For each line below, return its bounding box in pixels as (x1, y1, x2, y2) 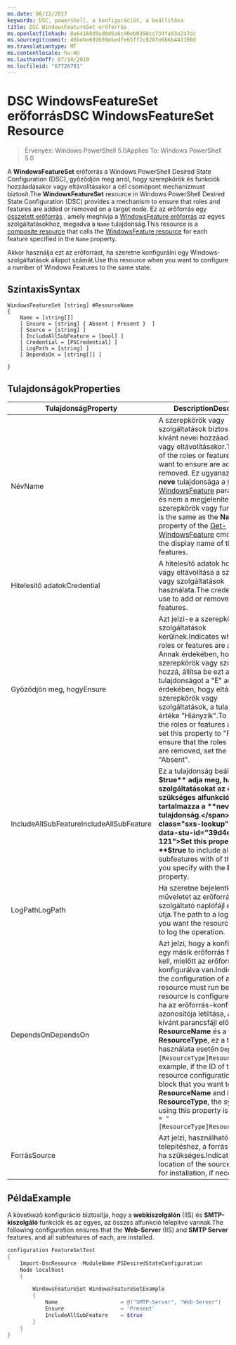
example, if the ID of (158, 1062, 225, 1071)
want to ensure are (158, 459, 221, 469)
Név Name (11, 481, 44, 491)
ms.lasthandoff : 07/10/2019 (7, 56, 90, 63)
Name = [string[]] (20, 314, 74, 321)
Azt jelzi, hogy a (158, 938, 211, 948)
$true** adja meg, (158, 775, 222, 785)
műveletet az (158, 892, 202, 902)
